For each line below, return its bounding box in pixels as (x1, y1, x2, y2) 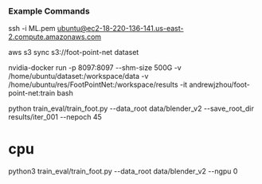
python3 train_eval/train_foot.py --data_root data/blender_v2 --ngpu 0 (8, 166, 238, 176)
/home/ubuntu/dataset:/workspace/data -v (8, 72, 149, 81)
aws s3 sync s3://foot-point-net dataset (8, 48, 139, 57)
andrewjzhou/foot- (189, 80, 251, 89)
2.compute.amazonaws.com (8, 32, 102, 41)
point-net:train (8, 88, 56, 98)
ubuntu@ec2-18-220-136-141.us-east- (57, 24, 184, 33)
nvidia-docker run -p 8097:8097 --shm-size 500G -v (8, 63, 182, 72)
